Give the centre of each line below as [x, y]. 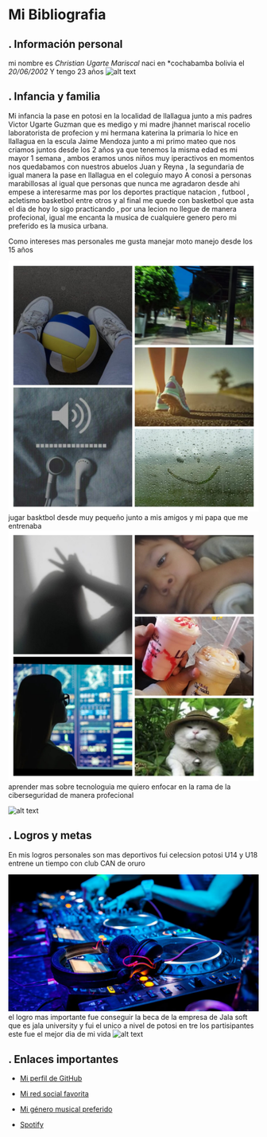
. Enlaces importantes [64, 1059]
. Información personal [66, 44]
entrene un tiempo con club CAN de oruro [77, 863]
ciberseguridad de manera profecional [71, 795]
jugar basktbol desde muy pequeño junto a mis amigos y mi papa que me [128, 517]
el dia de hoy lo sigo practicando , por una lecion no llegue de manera [122, 209]
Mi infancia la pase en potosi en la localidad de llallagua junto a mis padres [130, 115]
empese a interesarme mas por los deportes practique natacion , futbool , [129, 192]
